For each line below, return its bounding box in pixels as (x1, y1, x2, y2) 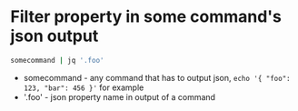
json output (10, 25, 99, 46)
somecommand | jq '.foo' (10, 55, 104, 65)
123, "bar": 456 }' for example (23, 82, 144, 93)
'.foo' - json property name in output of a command (23, 91, 216, 102)
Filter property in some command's (10, 6, 283, 27)
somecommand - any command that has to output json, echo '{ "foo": (23, 72, 291, 83)
